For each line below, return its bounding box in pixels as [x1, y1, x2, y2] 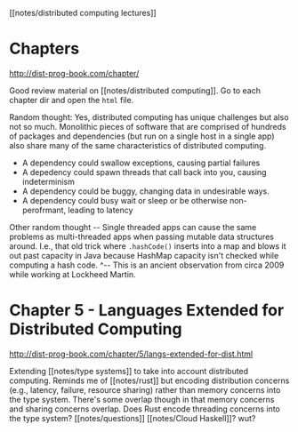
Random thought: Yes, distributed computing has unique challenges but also [9, 111, 289, 123]
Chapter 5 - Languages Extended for [9, 300, 285, 321]
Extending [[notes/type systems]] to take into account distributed [9, 365, 249, 376]
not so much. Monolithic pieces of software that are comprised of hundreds [9, 121, 286, 132]
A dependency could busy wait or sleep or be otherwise [21, 195, 229, 205]
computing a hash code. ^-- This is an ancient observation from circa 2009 [9, 260, 285, 270]
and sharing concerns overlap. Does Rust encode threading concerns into [9, 404, 280, 414]
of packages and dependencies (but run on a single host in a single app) [9, 131, 275, 141]
